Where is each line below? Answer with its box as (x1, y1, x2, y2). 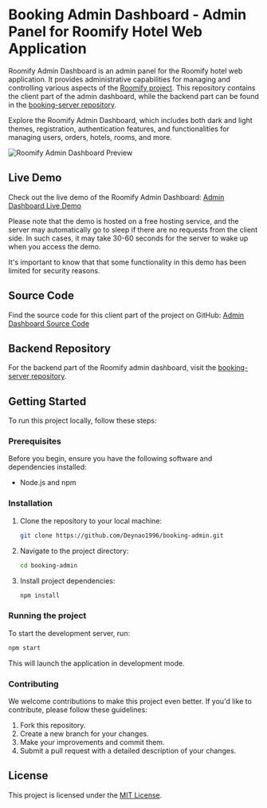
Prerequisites (8, 436, 61, 447)
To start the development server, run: (8, 628, 130, 638)
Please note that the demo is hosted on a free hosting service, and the (8, 216, 239, 225)
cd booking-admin (19, 561, 78, 569)
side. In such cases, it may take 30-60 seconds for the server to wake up (8, 233, 249, 243)
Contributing (8, 678, 59, 689)
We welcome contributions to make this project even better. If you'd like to (8, 696, 253, 706)
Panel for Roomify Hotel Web (8, 22, 203, 41)
